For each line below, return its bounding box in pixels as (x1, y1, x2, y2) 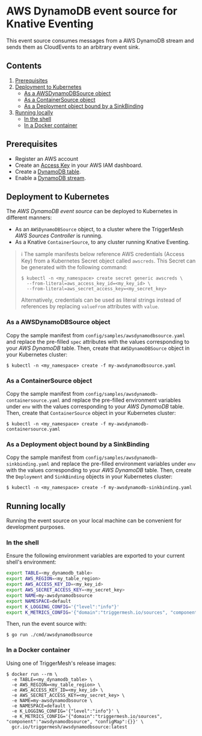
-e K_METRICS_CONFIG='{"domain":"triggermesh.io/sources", (11, 713, 163, 719)
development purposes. (6, 523, 66, 531)
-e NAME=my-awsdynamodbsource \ (11, 697, 93, 703)
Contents (6, 61, 42, 71)
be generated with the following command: (20, 264, 127, 271)
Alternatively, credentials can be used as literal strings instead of (20, 296, 182, 304)
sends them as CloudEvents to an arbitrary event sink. (6, 43, 140, 51)
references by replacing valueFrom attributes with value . (20, 303, 159, 310)
